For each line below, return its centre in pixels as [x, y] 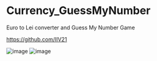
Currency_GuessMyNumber [78, 11]
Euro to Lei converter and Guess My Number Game [71, 27]
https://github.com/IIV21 [37, 39]
